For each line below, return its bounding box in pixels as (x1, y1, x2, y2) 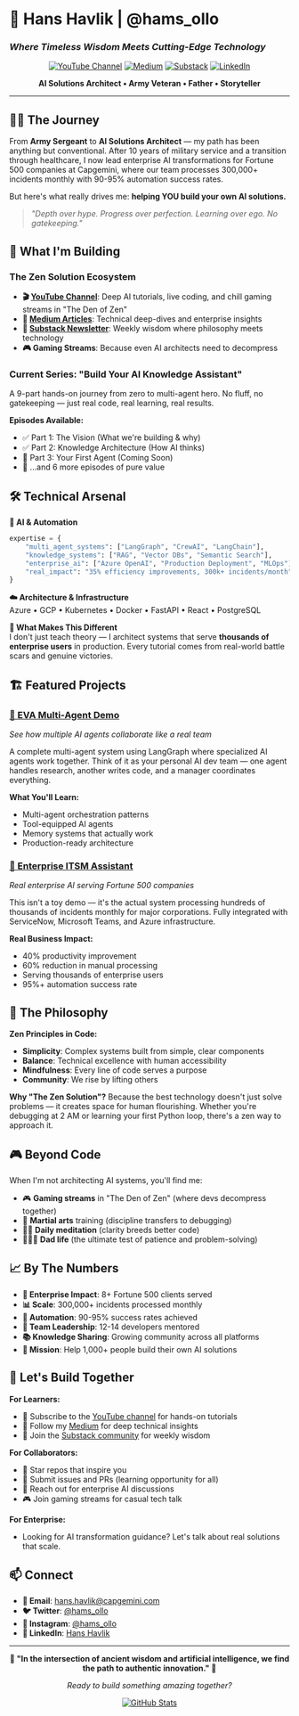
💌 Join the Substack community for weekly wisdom (21, 1430, 211, 1441)
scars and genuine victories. (9, 650, 114, 661)
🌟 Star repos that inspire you (21, 1464, 127, 1475)
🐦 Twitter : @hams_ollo (21, 1606, 109, 1616)
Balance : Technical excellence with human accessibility (21, 1056, 227, 1066)
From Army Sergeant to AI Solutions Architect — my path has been (9, 136, 260, 147)
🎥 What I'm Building (9, 243, 121, 258)
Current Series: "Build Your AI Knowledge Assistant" (9, 368, 243, 380)
